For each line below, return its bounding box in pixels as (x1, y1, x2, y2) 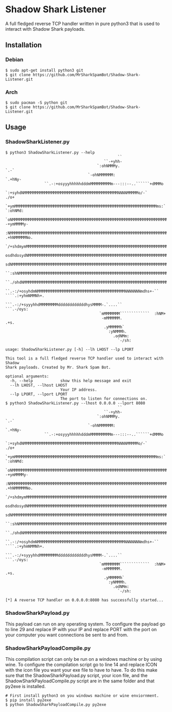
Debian (5, 56, 24, 63)
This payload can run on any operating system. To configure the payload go (5, 620, 165, 627)
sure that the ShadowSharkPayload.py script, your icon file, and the (5, 673, 148, 679)
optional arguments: (5, 373, 50, 379)
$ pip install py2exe (5, 698, 52, 703)
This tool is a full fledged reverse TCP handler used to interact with (5, 355, 164, 361)
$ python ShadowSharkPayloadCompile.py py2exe (5, 702, 106, 707)
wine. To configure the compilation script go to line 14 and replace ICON (5, 661, 157, 668)
